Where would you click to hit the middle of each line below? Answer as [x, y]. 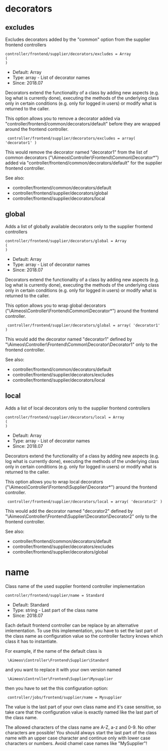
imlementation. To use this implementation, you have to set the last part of [82, 631]
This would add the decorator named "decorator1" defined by [69, 339]
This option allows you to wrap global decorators [56, 305]
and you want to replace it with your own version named [63, 669]
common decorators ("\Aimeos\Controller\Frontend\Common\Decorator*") [82, 157]
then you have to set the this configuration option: [57, 688]
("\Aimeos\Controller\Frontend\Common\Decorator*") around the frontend [82, 311]
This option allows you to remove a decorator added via [63, 118]
